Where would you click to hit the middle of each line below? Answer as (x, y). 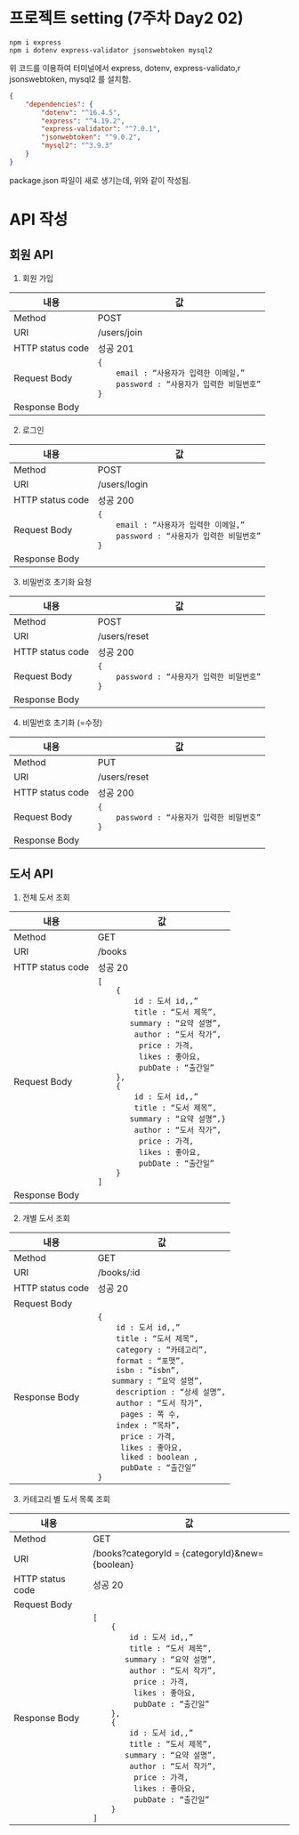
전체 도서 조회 (46, 897)
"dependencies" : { (59, 104)
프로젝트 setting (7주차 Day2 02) (126, 18)
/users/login (123, 484)
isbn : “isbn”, (148, 1370)
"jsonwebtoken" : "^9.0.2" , (91, 137)
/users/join (120, 332)
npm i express (36, 42)
